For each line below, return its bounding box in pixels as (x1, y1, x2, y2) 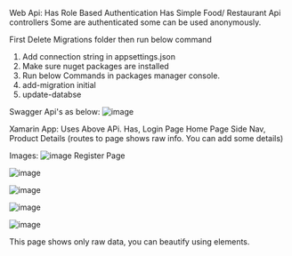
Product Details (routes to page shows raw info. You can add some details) (9, 133, 284, 143)
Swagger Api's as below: (9, 107, 101, 116)
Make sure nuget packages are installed (21, 61, 169, 71)
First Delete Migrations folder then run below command (9, 35, 212, 44)
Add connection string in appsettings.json (21, 52, 176, 61)
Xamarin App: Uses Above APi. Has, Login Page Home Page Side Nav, (9, 124, 266, 134)
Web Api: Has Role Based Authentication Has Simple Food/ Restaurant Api (9, 8, 281, 18)
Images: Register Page (9, 150, 126, 161)
